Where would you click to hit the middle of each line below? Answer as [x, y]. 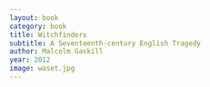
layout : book [34, 18]
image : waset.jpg [42, 69]
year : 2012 [30, 60]
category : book [38, 26]
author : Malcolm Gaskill [56, 52]
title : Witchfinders [49, 34]
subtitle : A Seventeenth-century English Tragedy [105, 43]
